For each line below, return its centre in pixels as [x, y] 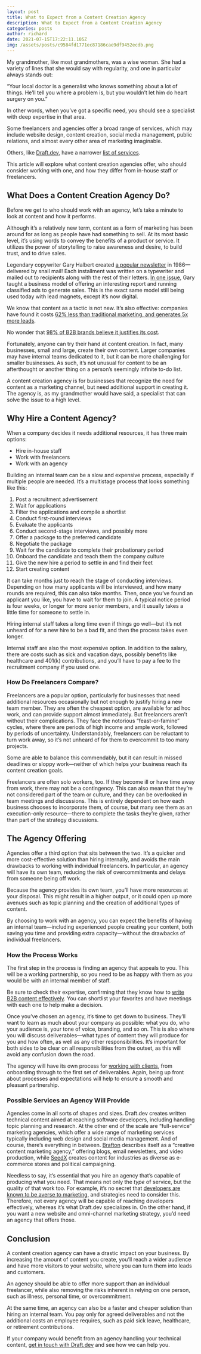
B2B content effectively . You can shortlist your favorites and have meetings [99, 998]
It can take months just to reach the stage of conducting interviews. [90, 580]
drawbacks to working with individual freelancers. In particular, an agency [98, 865]
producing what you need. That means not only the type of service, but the [99, 1182]
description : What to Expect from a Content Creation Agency [84, 23]
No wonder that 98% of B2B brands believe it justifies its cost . [83, 332]
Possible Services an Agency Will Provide [68, 1100]
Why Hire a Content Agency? [62, 418]
